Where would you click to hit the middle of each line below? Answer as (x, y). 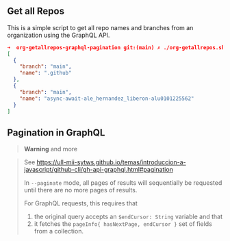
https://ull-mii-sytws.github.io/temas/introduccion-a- (111, 162)
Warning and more (50, 149)
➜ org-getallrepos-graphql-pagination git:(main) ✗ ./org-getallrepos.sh (116, 47)
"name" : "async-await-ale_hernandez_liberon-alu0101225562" (107, 99)
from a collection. (59, 231)
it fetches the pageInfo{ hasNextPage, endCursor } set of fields (123, 224)
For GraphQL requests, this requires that (81, 203)
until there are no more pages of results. (80, 190)
